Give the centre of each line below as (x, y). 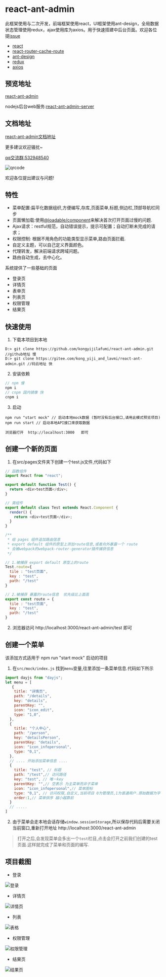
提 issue (13, 36)
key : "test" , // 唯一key (39, 779)
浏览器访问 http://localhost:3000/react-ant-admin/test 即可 (72, 628)
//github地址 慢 (21, 354)
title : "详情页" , (31, 691)
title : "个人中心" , (32, 729)
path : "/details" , (33, 696)
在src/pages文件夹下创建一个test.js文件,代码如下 (62, 462)
